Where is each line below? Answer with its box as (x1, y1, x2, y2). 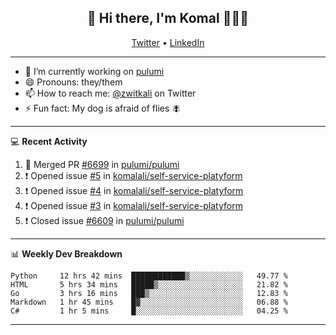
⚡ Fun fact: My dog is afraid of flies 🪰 (24, 102, 182, 114)
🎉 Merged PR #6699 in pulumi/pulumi (24, 158, 180, 170)
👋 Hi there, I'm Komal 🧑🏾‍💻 (87, 10, 249, 27)
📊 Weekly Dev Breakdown (10, 247, 123, 260)
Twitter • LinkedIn (131, 36, 205, 48)
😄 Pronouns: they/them (24, 76, 123, 88)
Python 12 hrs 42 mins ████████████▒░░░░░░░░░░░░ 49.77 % (10, 271, 288, 281)
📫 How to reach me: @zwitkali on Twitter (24, 87, 197, 99)
